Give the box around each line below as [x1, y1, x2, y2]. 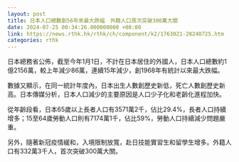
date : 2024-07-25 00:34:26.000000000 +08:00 [7, 23, 142, 31]
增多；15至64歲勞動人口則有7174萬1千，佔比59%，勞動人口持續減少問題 [7, 114, 219, 123]
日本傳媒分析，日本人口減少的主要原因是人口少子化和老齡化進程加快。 [19, 90, 225, 99]
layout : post [7, 10, 46, 18]
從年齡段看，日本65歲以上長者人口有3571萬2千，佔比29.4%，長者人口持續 [7, 105, 226, 114]
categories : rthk [7, 37, 59, 44]
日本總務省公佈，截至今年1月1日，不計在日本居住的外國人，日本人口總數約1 [7, 58, 228, 66]
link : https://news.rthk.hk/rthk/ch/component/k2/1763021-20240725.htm [7, 30, 224, 38]
